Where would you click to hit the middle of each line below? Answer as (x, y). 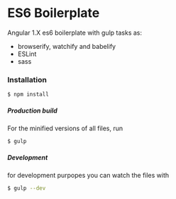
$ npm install (28, 95)
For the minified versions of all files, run (65, 128)
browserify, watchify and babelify (66, 46)
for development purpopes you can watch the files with (88, 175)
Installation (27, 79)
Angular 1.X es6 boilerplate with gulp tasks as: (75, 33)
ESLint (27, 54)
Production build (33, 110)
